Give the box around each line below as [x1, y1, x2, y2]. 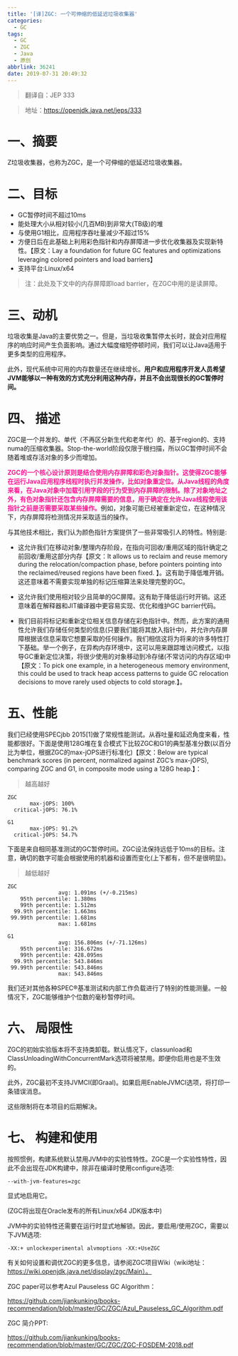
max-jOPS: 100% [29, 800, 75, 808]
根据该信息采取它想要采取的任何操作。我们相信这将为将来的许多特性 [23, 635, 224, 643]
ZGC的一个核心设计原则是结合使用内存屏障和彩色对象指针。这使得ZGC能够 [7, 468, 227, 477]
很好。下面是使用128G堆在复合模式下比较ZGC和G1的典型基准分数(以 [19, 739, 219, 748]
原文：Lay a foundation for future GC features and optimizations [33, 247, 222, 255]
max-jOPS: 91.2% [29, 825, 78, 833]
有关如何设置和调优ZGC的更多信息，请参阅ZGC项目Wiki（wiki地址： [7, 1258, 207, 1267]
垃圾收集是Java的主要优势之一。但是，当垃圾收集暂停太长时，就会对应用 [7, 332, 221, 341]
